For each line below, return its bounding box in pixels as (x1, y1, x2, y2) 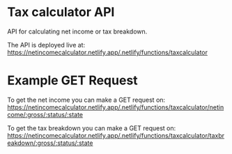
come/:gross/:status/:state (7, 110, 84, 118)
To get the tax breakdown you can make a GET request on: (7, 123, 176, 132)
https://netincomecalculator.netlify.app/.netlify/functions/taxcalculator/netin (7, 102, 224, 111)
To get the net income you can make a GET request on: (7, 95, 166, 104)
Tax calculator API (7, 4, 115, 20)
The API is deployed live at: (7, 40, 86, 49)
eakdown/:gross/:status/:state (7, 139, 93, 147)
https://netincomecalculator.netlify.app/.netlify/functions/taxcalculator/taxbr (7, 131, 225, 139)
